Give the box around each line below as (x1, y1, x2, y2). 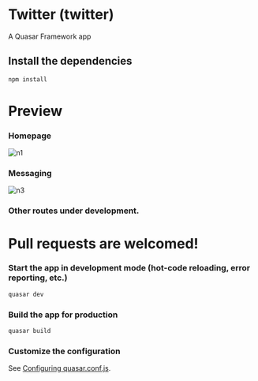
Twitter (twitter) (8, 6, 114, 24)
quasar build (8, 327, 51, 334)
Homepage (8, 130, 51, 141)
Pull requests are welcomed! (8, 234, 199, 252)
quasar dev (8, 290, 44, 298)
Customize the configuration (8, 346, 121, 357)
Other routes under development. (8, 205, 140, 216)
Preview (8, 102, 63, 120)
